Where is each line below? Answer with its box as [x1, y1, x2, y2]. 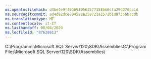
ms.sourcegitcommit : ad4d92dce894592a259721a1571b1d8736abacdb [5, 12, 139, 17]
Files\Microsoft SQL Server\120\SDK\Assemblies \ [5, 49, 105, 55]
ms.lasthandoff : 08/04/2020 [5, 26, 63, 30]
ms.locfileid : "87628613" [5, 30, 58, 35]
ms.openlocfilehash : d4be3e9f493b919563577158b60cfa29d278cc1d [5, 7, 139, 12]
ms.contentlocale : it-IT [5, 21, 56, 26]
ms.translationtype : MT [5, 16, 54, 21]
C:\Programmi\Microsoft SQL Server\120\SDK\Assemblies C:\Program [5, 44, 147, 49]
